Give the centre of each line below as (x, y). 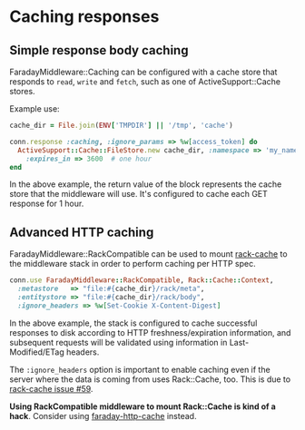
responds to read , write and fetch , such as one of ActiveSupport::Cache (145, 82)
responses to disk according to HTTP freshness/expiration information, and (150, 332)
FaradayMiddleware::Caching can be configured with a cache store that (143, 72)
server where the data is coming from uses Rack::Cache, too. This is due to (150, 379)
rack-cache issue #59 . (51, 388)
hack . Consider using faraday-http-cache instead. (103, 415)
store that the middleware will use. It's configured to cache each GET (138, 194)
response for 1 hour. (47, 204)
